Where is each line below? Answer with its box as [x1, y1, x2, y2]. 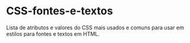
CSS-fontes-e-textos [6, 4, 113, 18]
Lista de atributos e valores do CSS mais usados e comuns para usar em [6, 24, 185, 31]
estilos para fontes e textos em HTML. [6, 30, 100, 37]
